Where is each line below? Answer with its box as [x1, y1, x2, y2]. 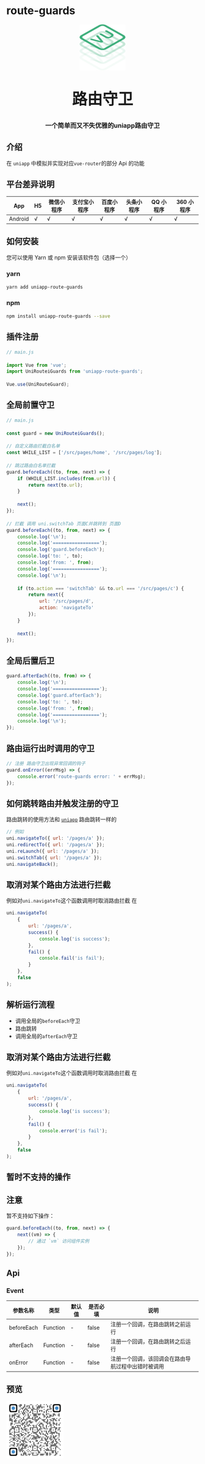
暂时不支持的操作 [6, 1172, 71, 1183]
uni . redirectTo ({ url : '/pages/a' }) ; [6, 842, 105, 848]
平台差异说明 [6, 179, 55, 190]
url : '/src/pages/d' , [38, 598, 95, 604]
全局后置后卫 [6, 655, 55, 666]
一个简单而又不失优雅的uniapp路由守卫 [45, 121, 160, 129]
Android [9, 215, 29, 222]
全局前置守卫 [6, 400, 55, 411]
